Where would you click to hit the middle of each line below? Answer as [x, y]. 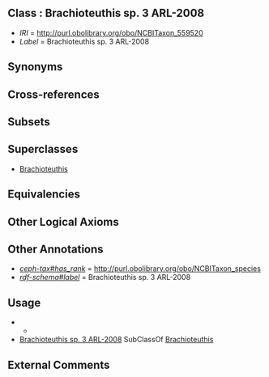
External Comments [59, 364]
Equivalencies [44, 195]
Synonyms [35, 67]
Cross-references [54, 94]
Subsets [29, 122]
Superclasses [43, 149]
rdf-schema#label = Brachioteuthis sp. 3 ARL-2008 [105, 277]
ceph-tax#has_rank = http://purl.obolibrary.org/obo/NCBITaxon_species [140, 269]
